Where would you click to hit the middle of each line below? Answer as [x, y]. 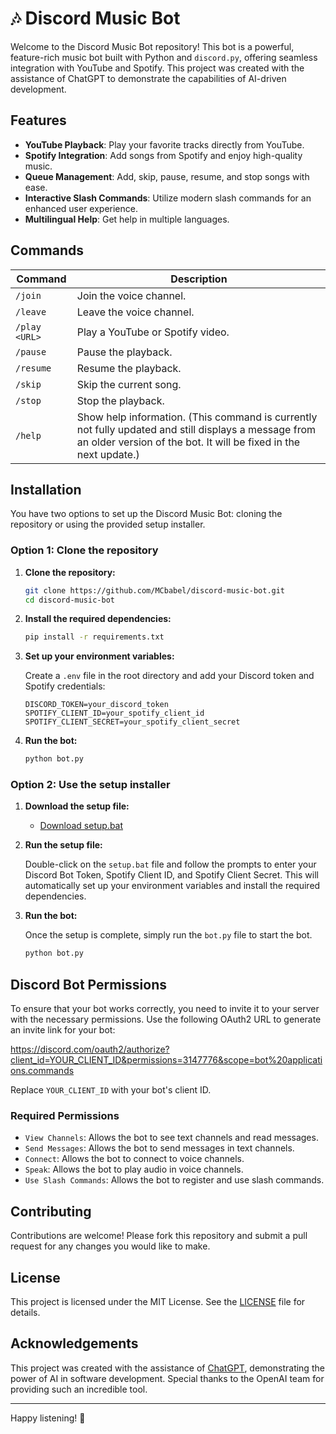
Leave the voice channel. [135, 312]
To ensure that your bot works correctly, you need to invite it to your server [165, 1009]
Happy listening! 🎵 [48, 1418]
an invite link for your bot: [63, 1030]
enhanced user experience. [81, 208]
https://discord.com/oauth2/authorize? [90, 1049]
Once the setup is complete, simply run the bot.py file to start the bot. [168, 935]
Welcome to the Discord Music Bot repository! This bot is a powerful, [152, 46]
